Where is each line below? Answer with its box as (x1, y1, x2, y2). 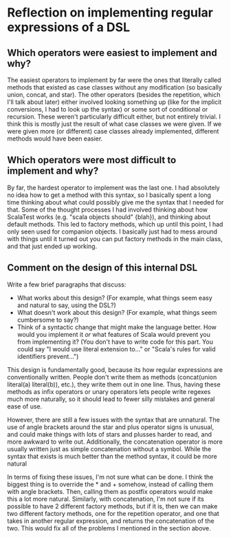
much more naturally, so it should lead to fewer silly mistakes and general (7, 395, 215, 403)
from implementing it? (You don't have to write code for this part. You (16, 338, 213, 346)
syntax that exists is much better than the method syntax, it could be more (7, 452, 218, 460)
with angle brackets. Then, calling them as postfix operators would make (7, 487, 213, 495)
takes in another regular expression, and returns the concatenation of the (7, 517, 214, 525)
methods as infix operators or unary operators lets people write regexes (7, 387, 211, 395)
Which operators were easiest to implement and (7, 47, 218, 59)
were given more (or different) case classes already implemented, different (7, 127, 219, 135)
